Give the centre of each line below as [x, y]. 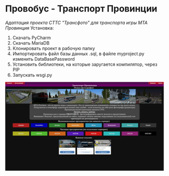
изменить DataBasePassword [44, 59]
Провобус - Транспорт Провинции [81, 9]
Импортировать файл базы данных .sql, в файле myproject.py [78, 54]
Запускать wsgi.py [32, 75]
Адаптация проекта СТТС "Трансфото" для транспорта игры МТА [76, 23]
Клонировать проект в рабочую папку [54, 48]
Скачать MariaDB [31, 43]
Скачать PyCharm [32, 38]
